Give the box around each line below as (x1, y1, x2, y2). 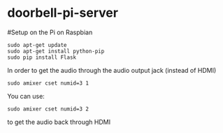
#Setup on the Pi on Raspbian (7, 28, 93, 36)
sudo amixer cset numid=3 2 (7, 105, 89, 113)
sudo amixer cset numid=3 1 (7, 79, 89, 87)
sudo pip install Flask (7, 54, 77, 61)
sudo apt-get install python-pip (7, 48, 105, 55)
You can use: (7, 92, 45, 100)
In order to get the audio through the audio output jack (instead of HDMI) (7, 66, 217, 74)
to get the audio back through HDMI (7, 118, 110, 126)
